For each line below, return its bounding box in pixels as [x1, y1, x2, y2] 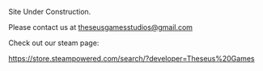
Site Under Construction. [8, 7, 91, 16]
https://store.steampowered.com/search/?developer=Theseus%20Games [8, 54, 255, 63]
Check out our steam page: [8, 38, 100, 48]
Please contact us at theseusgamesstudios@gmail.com [8, 23, 193, 31]
